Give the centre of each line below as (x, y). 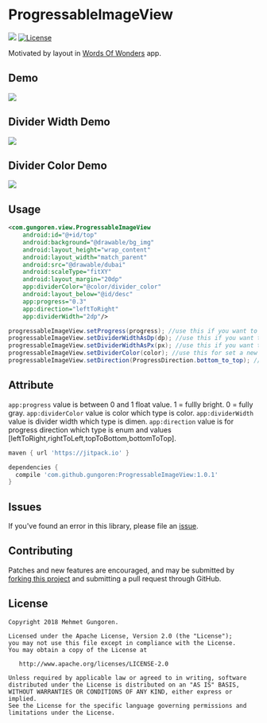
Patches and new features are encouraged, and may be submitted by (121, 570)
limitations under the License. (62, 713)
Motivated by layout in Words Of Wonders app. (85, 53)
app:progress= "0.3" (55, 301)
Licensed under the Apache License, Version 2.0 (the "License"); (120, 636)
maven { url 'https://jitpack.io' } (69, 453)
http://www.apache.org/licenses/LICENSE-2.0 (94, 664)
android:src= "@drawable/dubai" (74, 264)
